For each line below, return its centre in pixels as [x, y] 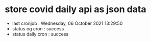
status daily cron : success [40, 34]
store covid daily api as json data [75, 9]
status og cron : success [38, 28]
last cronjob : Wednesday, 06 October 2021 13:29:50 [67, 23]
